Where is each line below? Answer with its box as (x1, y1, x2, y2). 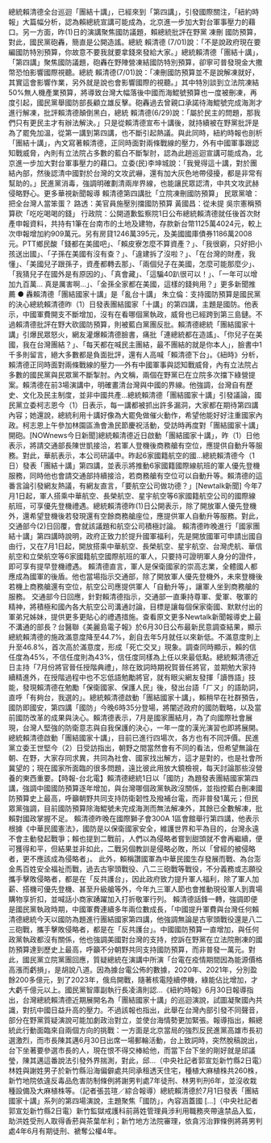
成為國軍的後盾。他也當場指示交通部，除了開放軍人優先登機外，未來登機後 (15, 572, 263, 581)
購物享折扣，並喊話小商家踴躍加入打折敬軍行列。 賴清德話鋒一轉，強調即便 (8, 895, 258, 903)
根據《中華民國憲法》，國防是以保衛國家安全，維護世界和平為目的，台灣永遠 (8, 824, 260, 833)
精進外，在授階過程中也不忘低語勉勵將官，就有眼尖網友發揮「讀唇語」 (15, 673, 248, 682)
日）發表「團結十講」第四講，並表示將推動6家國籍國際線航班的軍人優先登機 (8, 461, 261, 470)
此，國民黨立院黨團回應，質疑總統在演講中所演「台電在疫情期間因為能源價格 (8, 955, 263, 964)
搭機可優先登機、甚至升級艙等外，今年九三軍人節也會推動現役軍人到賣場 (22, 884, 263, 894)
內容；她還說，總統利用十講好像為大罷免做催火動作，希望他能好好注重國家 (8, 411, 256, 419)
